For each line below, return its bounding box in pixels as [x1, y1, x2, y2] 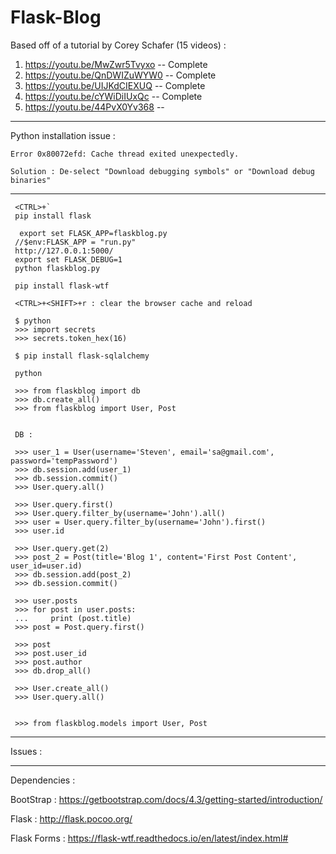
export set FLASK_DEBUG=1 [14, 254, 123, 265]
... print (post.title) [14, 613, 132, 623]
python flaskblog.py [14, 263, 101, 273]
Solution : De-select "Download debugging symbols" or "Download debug [10, 166, 315, 176]
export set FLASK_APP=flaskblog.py [19, 228, 168, 238]
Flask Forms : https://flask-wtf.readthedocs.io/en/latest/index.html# [10, 832, 289, 844]
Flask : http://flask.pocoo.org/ [10, 812, 133, 825]
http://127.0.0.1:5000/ [14, 246, 114, 256]
